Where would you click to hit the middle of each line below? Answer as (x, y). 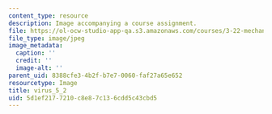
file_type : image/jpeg (47, 38)
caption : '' (36, 53)
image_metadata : (36, 46)
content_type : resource (49, 16)
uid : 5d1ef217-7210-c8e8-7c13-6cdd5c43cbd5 (83, 98)
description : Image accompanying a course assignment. (103, 23)
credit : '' (34, 61)
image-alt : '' (39, 68)
